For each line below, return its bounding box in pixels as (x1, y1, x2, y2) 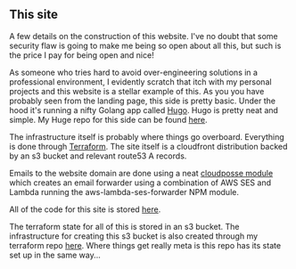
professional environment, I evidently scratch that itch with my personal (9, 76, 272, 87)
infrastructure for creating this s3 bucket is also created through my (9, 231, 259, 241)
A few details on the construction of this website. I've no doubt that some (9, 30, 278, 41)
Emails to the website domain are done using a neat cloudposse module (9, 167, 274, 178)
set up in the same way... (9, 249, 101, 260)
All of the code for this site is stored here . (9, 204, 161, 215)
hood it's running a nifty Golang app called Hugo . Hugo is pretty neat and (9, 104, 279, 115)
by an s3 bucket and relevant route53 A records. (9, 151, 187, 161)
